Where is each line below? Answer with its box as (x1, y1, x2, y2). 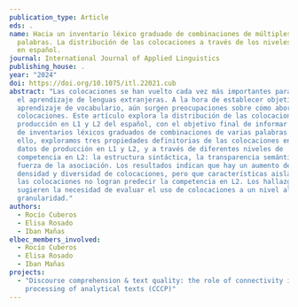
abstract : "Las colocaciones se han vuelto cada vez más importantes (9, 87, 272, 96)
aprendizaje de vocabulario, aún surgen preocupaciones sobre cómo (17, 104, 272, 112)
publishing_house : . (9, 63, 86, 72)
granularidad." (17, 194, 74, 203)
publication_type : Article (9, 12, 109, 22)
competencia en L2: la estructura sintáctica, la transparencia (17, 152, 260, 162)
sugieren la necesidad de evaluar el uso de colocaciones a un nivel (17, 186, 279, 195)
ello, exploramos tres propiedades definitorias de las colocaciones (17, 136, 279, 145)
